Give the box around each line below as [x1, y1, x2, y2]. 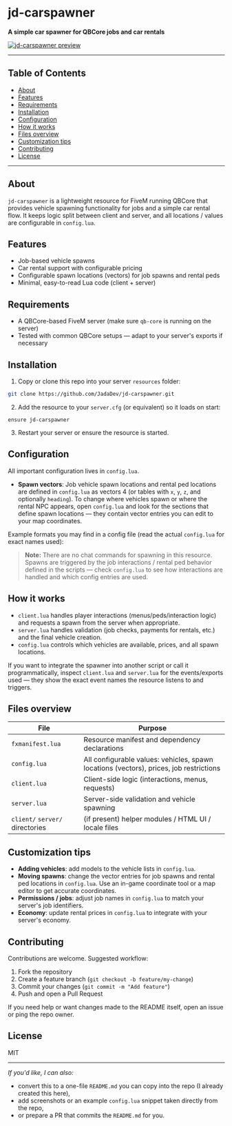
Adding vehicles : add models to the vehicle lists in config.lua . [17, 865, 196, 873]
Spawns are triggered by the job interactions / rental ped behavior [24, 558, 212, 566]
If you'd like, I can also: [8, 1068, 74, 1076]
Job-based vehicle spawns [17, 257, 95, 265]
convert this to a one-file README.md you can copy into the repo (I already [17, 1081, 224, 1090]
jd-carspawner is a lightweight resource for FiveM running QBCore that [8, 197, 209, 205]
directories [11, 823, 47, 832]
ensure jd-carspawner [8, 416, 70, 423]
